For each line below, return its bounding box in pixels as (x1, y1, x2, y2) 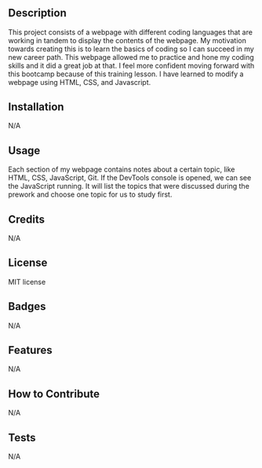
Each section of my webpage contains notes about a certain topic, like (8, 164, 235, 175)
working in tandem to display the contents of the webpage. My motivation (8, 35, 247, 45)
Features (8, 344, 53, 357)
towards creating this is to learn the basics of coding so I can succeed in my (8, 44, 255, 53)
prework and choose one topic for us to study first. (8, 190, 173, 199)
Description (8, 6, 67, 20)
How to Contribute (8, 387, 100, 400)
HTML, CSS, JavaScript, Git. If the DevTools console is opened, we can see (8, 173, 252, 182)
